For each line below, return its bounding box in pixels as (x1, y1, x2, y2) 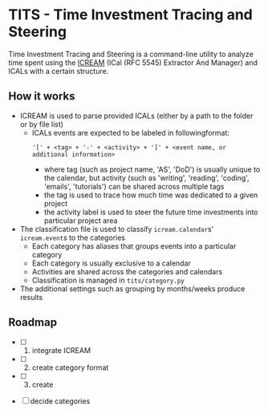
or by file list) (19, 119, 64, 129)
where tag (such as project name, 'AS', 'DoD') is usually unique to (43, 164, 261, 174)
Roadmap (8, 315, 58, 330)
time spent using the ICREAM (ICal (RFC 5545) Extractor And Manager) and (8, 58, 258, 67)
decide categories (30, 396, 91, 406)
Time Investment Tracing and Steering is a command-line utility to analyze (8, 49, 254, 59)
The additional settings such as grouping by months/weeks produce (19, 283, 246, 294)
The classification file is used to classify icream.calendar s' (19, 224, 214, 233)
